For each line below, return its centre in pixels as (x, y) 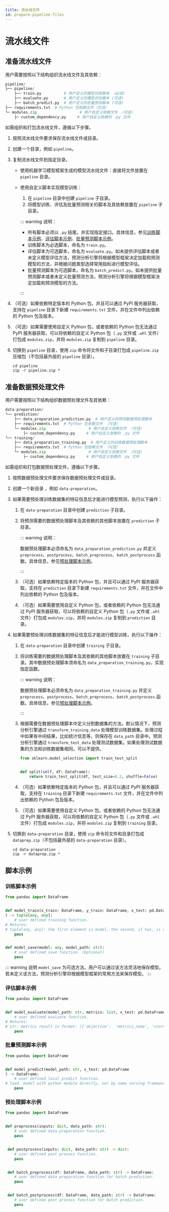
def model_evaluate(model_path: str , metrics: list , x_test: (71, 1012)
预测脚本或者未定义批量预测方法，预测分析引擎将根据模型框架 (92, 276)
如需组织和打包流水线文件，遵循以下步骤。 (49, 127)
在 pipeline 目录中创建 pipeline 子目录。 (70, 198)
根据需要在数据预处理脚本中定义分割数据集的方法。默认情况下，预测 (91, 723)
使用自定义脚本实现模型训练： (51, 187)
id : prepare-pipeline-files (35, 15)
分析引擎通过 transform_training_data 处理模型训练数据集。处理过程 (91, 730)
